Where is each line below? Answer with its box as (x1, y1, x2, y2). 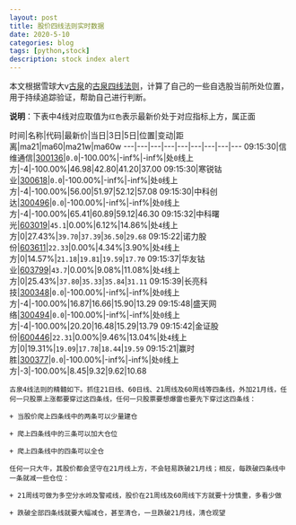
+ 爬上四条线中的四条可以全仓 (9, 447, 105, 456)
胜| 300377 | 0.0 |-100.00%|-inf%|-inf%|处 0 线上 (9, 354, 179, 364)
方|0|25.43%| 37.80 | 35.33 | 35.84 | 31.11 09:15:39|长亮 (9, 276, 200, 286)
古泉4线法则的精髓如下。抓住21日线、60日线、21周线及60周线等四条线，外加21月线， (9, 385, 281, 394)
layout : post (9, 13, 58, 22)
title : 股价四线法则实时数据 (9, 22, 105, 31)
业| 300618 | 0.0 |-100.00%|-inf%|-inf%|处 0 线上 (9, 175, 178, 185)
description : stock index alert (9, 55, 130, 64)
